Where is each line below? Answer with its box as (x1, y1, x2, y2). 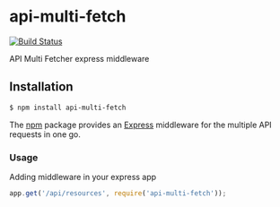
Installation (9, 79, 74, 95)
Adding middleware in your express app (9, 171, 157, 182)
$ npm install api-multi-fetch (9, 103, 127, 112)
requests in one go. (9, 128, 81, 140)
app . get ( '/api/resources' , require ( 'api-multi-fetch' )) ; (9, 188, 227, 198)
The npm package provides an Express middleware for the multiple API (9, 119, 272, 130)
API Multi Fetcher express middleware (9, 53, 150, 64)
